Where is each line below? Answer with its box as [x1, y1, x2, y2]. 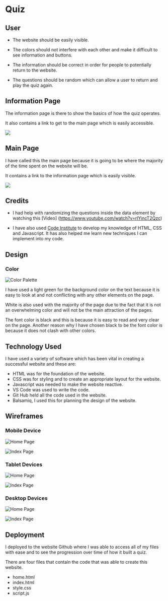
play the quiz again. [12, 82, 54, 88]
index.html [12, 579, 35, 585]
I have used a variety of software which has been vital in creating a [5, 355, 144, 361]
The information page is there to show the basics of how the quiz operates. [5, 110, 161, 116]
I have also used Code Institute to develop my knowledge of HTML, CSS [12, 225, 162, 231]
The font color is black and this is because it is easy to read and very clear [5, 317, 159, 323]
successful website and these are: [5, 361, 76, 367]
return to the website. [12, 67, 57, 73]
